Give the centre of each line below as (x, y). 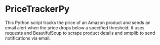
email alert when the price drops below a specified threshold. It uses (75, 27)
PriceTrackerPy (38, 9)
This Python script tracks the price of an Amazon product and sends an (78, 22)
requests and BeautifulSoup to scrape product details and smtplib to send (80, 33)
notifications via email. (28, 38)
